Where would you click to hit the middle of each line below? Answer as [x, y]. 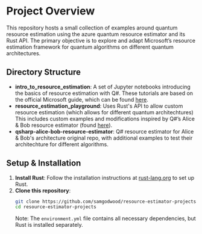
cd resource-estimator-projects [55, 207]
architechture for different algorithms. [62, 144]
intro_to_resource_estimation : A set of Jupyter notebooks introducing [103, 87]
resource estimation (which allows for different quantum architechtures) [104, 112]
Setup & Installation [44, 163]
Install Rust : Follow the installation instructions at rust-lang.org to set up [105, 177]
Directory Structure [44, 72]
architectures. [24, 53]
